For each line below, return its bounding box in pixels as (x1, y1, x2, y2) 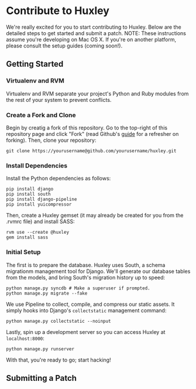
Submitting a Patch (6, 373, 77, 383)
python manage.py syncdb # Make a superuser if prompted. (6, 285, 150, 291)
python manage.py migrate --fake (6, 290, 88, 296)
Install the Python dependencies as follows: (6, 175, 111, 182)
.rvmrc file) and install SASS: (6, 218, 75, 225)
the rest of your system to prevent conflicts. (6, 96, 112, 103)
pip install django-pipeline (6, 196, 77, 203)
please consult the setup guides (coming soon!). (6, 42, 123, 49)
